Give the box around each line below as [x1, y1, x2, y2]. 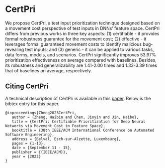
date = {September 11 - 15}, [11, 145, 72, 150]
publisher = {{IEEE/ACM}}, [11, 150, 68, 155]
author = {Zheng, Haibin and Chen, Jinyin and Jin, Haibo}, [11, 115, 139, 120]
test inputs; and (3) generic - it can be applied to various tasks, [25, 46, 154, 52]
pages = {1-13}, [11, 141, 46, 146]
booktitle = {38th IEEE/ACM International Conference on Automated [11, 128, 155, 133]
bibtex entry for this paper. [5, 101, 60, 107]
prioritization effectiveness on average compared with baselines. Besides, [5, 57, 157, 63]
